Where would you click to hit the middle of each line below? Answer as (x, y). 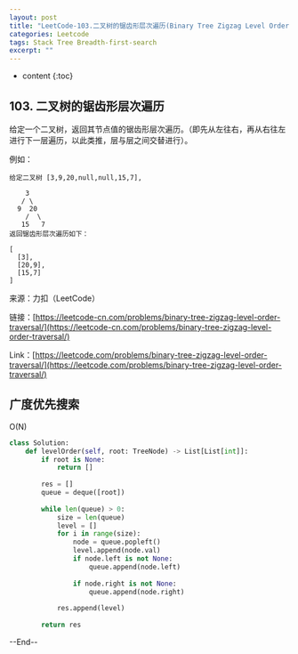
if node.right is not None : (125, 584)
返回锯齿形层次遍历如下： (49, 234)
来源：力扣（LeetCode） (55, 298)
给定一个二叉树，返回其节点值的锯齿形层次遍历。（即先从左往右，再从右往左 (148, 129)
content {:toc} (48, 76)
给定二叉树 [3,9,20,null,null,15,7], (76, 178)
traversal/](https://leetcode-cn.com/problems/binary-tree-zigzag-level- (141, 327)
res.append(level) (91, 609)
